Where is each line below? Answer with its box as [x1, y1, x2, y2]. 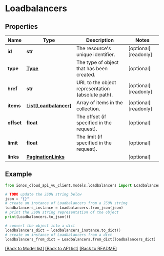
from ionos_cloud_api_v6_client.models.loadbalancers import [5, 183, 132, 188]
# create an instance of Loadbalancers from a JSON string [5, 201, 128, 206]
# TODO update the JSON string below [5, 192, 82, 197]
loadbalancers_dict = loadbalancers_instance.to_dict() [5, 228, 121, 233]
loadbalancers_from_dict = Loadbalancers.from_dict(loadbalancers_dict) [5, 237, 156, 242]
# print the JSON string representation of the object [5, 210, 119, 215]
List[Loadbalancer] [26, 102, 72, 109]
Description [86, 37, 114, 43]
